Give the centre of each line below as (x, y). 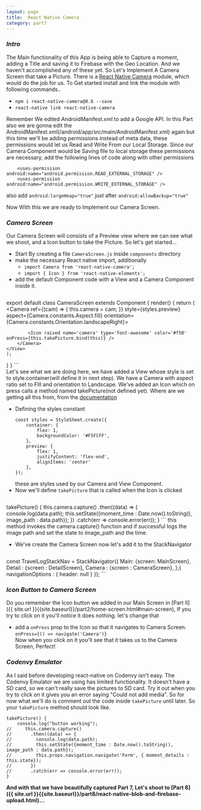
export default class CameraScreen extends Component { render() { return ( (100, 302)
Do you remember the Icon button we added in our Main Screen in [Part (95, 603)
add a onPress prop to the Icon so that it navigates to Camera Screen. (100, 628)
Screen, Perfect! (35, 646)
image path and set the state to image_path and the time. (77, 532)
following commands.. (34, 89)
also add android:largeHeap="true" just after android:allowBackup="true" (97, 195)
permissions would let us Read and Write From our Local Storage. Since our (100, 145)
